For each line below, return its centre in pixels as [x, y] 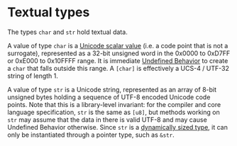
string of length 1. [33, 76]
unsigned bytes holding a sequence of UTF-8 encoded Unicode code [109, 97]
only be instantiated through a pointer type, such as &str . [91, 135]
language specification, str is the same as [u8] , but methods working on [114, 112]
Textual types [49, 12]
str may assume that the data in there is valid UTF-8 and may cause [107, 119]
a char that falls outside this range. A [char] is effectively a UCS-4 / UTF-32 [118, 68]
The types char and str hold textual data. [67, 32]
